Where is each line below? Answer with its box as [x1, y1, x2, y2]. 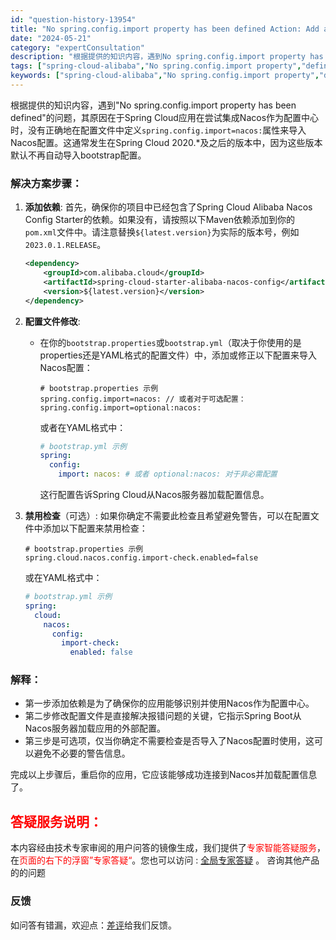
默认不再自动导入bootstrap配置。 [10, 149, 147, 161]
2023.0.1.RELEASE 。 [24, 239, 107, 251]
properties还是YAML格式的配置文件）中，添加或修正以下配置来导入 [39, 349, 318, 361]
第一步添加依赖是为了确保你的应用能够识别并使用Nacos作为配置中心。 [24, 697, 315, 710]
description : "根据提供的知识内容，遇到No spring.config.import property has [10, 52, 324, 62]
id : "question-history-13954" [10, 14, 137, 25]
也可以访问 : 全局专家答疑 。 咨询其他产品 [149, 854, 320, 866]
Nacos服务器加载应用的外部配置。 [24, 722, 166, 735]
